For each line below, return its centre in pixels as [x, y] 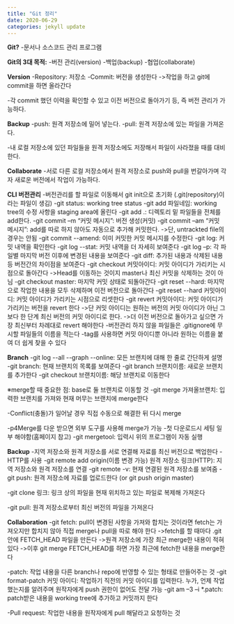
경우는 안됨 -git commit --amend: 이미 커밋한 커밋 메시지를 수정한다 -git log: [112, 238]
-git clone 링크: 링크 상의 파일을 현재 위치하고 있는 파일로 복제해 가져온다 [106, 493]
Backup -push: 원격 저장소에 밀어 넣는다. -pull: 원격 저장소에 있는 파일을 [107, 124]
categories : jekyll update [46, 26]
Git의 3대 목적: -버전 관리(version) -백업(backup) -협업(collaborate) [101, 62]
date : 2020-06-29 [32, 20]
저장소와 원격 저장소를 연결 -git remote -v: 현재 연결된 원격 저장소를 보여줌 [116, 469]
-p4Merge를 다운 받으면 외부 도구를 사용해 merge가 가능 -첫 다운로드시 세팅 [111, 428]
